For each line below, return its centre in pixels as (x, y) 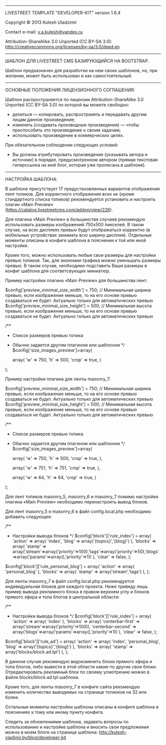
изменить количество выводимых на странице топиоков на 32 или (76, 692)
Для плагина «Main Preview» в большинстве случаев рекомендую (75, 219)
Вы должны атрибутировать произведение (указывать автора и (80, 154)
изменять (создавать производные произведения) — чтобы (76, 125)
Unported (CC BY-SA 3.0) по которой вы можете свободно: (67, 105)
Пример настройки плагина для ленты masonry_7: (58, 379)
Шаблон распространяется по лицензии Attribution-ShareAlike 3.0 (75, 100)
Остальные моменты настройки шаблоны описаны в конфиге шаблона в (82, 707)
